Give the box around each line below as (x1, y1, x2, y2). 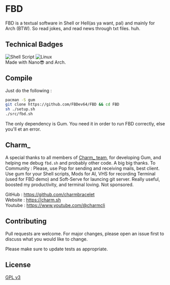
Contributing (5, 217, 47, 226)
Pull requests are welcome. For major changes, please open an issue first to (5, 230, 164, 237)
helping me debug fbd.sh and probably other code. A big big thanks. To (5, 160, 156, 166)
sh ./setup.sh (5, 107, 36, 112)
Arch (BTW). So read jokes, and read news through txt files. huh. (5, 25, 141, 31)
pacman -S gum (5, 97, 36, 102)
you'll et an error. (5, 126, 41, 133)
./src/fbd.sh (5, 112, 33, 117)
